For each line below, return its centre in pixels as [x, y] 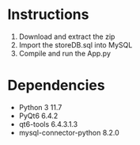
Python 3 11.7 [40, 107]
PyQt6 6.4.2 [38, 116]
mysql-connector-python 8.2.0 [69, 132]
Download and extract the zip [67, 36]
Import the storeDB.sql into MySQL [76, 44]
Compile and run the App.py [65, 53]
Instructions [48, 15]
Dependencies [56, 86]
